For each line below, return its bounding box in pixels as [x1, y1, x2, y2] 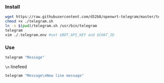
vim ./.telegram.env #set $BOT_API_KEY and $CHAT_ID [5, 33, 115, 37]
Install [5, 3, 20, 10]
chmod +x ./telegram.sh [5, 19, 54, 24]
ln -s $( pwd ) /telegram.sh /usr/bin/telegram [5, 23, 97, 29]
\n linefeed [5, 64, 27, 69]
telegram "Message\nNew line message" [5, 73, 84, 78]
